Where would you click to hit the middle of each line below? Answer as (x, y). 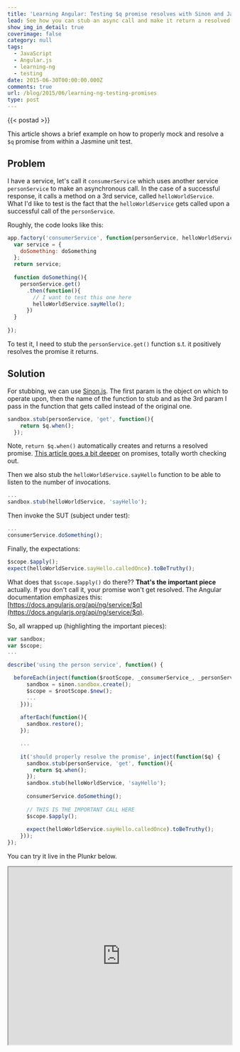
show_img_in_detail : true (45, 27)
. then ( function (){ (53, 291)
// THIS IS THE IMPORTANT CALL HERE (80, 810)
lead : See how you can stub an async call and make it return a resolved (119, 21)
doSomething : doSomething (59, 251)
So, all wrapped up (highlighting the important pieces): (87, 626)
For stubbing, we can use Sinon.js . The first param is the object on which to (118, 391)
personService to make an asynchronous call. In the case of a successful (114, 188)
